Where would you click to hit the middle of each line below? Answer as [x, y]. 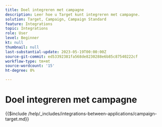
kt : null [14, 43]
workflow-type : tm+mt [28, 61]
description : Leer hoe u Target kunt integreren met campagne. [73, 15]
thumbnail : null [22, 47]
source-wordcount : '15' [30, 66]
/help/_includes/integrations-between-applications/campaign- [92, 113]
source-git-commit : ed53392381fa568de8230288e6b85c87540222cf [71, 56]
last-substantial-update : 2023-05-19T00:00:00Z [56, 52]
